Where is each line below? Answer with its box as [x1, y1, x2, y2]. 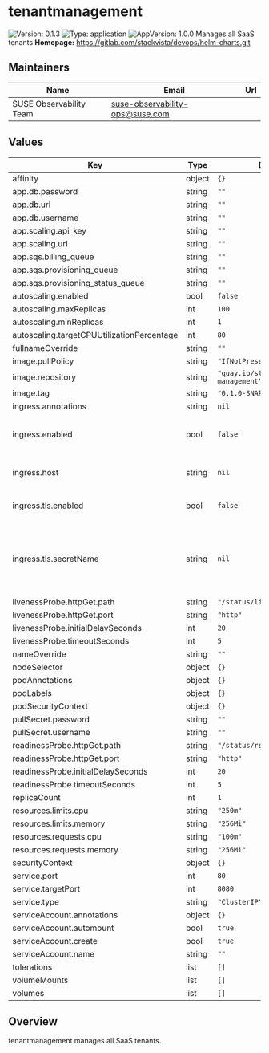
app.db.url [12, 199, 51, 210]
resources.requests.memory [12, 844, 118, 855]
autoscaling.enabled [12, 290, 89, 301]
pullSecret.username [12, 726, 90, 738]
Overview [8, 1014, 58, 1028]
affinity [12, 173, 38, 184]
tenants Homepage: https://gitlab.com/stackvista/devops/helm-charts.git [8, 37, 251, 47]
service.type [12, 896, 60, 907]
